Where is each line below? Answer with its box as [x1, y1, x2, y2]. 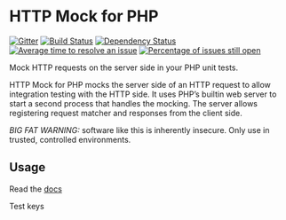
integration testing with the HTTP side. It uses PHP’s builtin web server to [9, 89, 277, 99]
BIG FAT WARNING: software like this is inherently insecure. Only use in [9, 124, 270, 135]
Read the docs [9, 184, 62, 194]
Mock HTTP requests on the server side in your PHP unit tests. [9, 62, 239, 73]
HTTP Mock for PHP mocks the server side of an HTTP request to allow [9, 79, 271, 90]
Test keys [9, 200, 44, 211]
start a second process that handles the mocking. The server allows [9, 98, 258, 108]
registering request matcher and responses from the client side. [9, 107, 242, 118]
